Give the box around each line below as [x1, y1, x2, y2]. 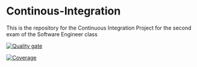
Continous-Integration [6, 4, 121, 18]
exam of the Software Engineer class [6, 30, 98, 37]
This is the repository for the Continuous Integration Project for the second [6, 24, 192, 31]
